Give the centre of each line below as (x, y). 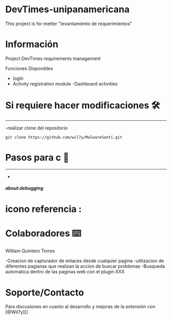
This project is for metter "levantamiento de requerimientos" (69, 24)
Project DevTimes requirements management (53, 58)
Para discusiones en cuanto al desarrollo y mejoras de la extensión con (80, 307)
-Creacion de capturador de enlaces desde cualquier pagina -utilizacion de (85, 261)
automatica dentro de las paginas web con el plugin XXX (65, 272)
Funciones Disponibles (29, 68)
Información (32, 44)
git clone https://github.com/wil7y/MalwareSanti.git (64, 137)
